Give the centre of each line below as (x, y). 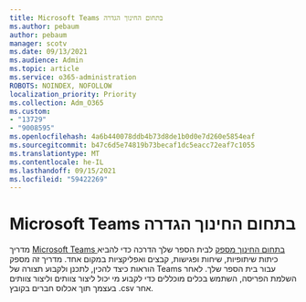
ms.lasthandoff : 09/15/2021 (63, 171)
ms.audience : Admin (47, 60)
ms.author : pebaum (44, 26)
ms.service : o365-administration (73, 78)
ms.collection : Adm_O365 (57, 103)
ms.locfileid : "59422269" (58, 179)
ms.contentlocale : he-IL (57, 162)
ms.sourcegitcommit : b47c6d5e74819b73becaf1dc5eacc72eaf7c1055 (132, 145)
